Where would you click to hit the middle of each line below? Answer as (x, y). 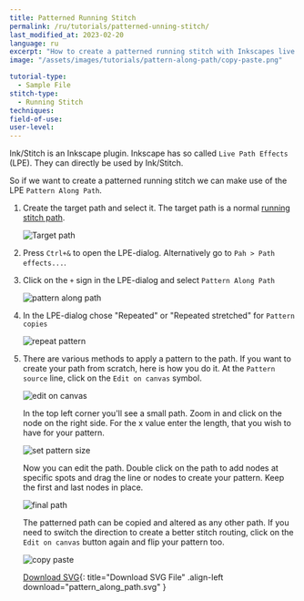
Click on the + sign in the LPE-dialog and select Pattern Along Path (149, 280)
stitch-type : (34, 93)
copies (35, 324)
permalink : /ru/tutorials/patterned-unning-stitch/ (109, 26)
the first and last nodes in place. (83, 487)
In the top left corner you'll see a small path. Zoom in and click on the (152, 413)
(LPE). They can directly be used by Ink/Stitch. (96, 163)
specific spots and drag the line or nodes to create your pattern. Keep (153, 478)
